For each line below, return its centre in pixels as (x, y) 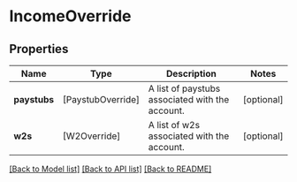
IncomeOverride (70, 16)
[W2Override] (91, 136)
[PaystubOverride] (101, 99)
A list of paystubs (184, 88)
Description (191, 74)
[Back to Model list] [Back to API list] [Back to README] (110, 169)
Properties (39, 49)
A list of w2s (174, 125)
